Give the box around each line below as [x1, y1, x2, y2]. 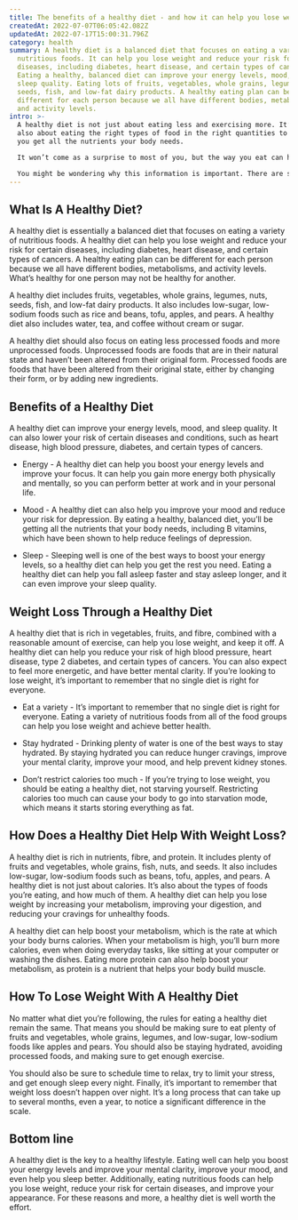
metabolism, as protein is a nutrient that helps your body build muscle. [9, 963, 266, 974]
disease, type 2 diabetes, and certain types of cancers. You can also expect [9, 655, 287, 667]
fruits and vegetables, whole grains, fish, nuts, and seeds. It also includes [9, 861, 278, 871]
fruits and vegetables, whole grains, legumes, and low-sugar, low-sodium [9, 1031, 278, 1042]
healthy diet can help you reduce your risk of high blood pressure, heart [9, 646, 272, 657]
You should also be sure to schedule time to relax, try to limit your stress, [9, 1068, 275, 1079]
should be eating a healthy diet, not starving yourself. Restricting [21, 783, 259, 794]
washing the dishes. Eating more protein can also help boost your [9, 953, 248, 965]
